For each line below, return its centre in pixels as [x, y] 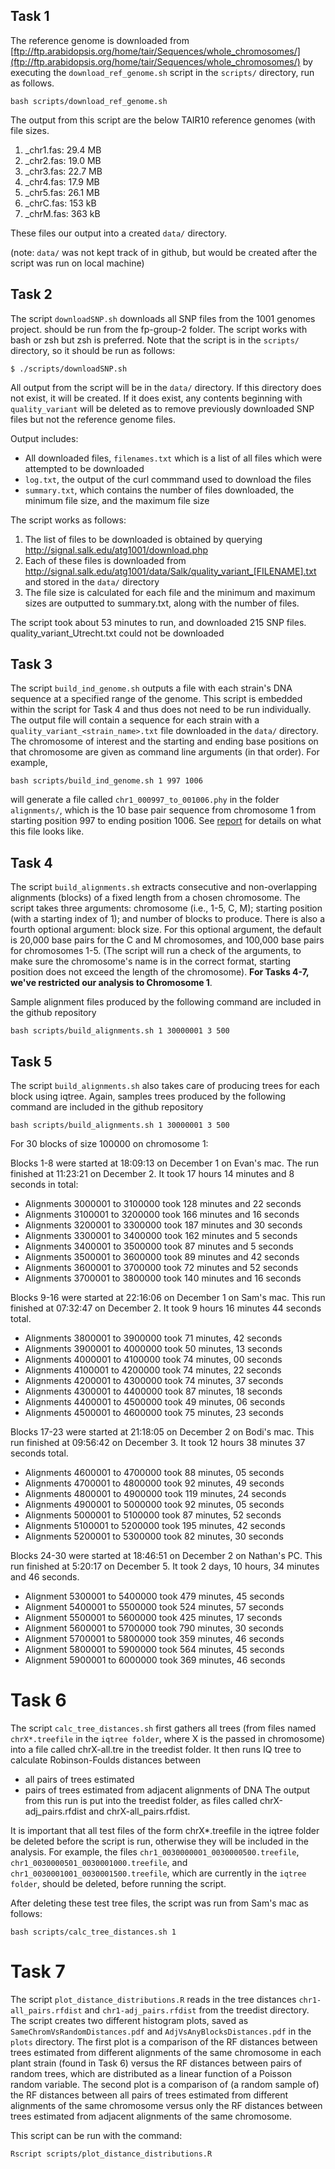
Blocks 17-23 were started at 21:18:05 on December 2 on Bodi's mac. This [162, 1432]
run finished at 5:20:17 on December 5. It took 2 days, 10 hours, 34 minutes [165, 1566]
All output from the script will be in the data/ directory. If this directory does [166, 387]
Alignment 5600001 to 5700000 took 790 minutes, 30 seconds [154, 1628]
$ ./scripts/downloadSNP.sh [69, 369]
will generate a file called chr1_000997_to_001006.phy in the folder [145, 800]
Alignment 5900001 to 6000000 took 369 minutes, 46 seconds [155, 1660]
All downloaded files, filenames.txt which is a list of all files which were [173, 458]
